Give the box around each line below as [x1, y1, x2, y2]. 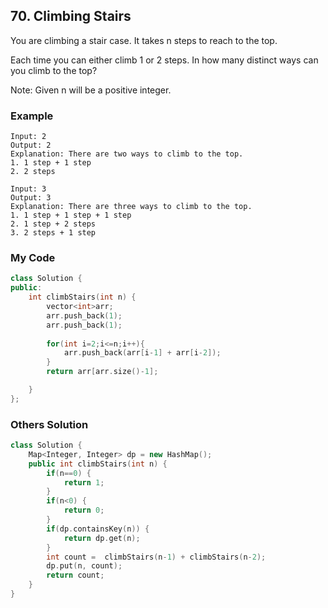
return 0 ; [63, 505, 105, 516]
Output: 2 [10, 140, 52, 151]
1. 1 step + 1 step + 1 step [10, 210, 132, 221]
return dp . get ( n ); [63, 533, 141, 543]
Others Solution [10, 417, 89, 431]
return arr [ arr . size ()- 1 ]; [46, 367, 159, 377]
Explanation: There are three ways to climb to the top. [10, 202, 253, 212]
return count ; [46, 570, 105, 581]
